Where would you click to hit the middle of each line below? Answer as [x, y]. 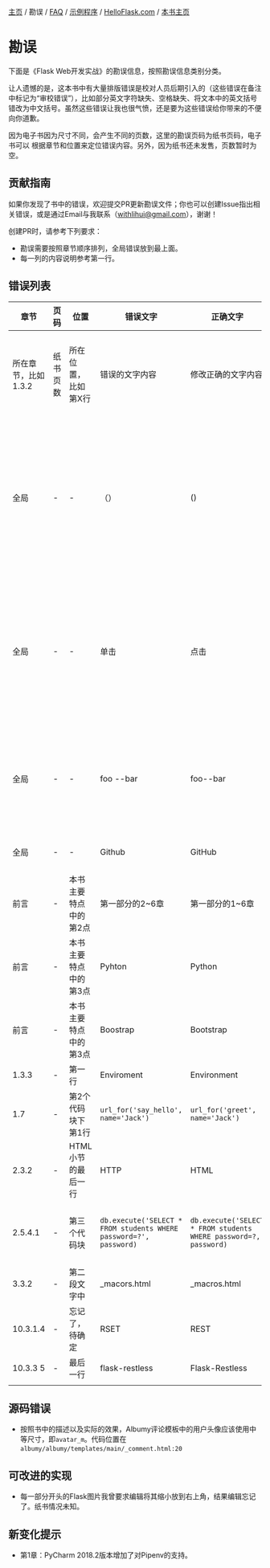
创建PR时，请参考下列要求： [55, 231]
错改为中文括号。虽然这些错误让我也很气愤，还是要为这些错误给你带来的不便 [135, 108]
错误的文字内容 [128, 374]
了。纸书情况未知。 [52, 1507]
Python [204, 966]
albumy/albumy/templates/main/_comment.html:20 [101, 1449]
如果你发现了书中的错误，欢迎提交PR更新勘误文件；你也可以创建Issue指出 [131, 204]
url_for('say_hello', [141, 1110]
